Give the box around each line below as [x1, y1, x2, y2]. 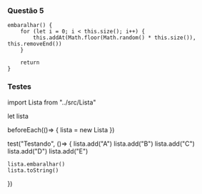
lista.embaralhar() [7, 161, 66, 168]
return [20, 59, 40, 66]
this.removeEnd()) [7, 41, 62, 48]
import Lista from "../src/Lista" [7, 98, 96, 107]
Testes [7, 82, 32, 92]
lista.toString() [7, 166, 59, 174]
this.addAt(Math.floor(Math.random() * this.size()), [33, 34, 196, 41]
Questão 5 [7, 6, 44, 16]
